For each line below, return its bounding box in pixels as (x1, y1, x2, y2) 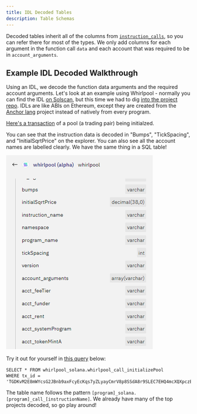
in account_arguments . (6, 51, 59, 58)
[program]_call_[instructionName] (6, 396, 91, 402)
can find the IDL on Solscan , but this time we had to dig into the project (6, 96, 178, 103)
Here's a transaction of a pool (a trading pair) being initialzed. (6, 120, 154, 127)
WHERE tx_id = (6, 373, 41, 379)
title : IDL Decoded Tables (6, 9, 72, 15)
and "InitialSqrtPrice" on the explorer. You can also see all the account (6, 138, 176, 145)
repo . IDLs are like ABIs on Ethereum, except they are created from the (6, 102, 177, 110)
